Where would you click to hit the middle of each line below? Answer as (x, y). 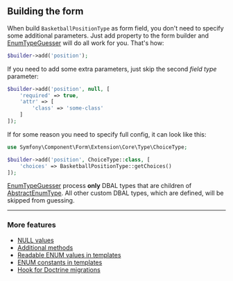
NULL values (35, 240)
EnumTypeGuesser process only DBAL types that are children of (100, 186)
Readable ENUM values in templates (69, 255)
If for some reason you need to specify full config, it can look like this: (107, 134)
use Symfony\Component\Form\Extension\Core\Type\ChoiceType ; (97, 147)
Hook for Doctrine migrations (59, 269)
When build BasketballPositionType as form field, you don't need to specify (115, 28)
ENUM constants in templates (60, 262)
